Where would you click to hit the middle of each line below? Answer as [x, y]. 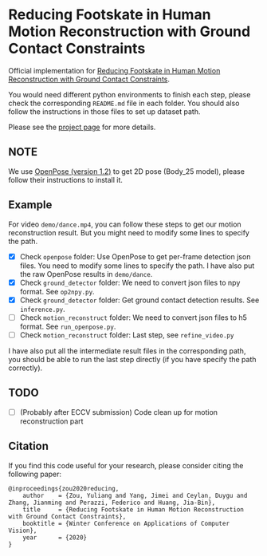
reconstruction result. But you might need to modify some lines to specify [129, 232]
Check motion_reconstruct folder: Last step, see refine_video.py [127, 335]
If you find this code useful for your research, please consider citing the [126, 465]
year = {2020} [55, 537]
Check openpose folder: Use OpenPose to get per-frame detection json [135, 256]
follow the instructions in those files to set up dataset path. [104, 111]
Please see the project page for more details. [82, 127]
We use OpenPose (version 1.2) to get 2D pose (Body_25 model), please [127, 171]
